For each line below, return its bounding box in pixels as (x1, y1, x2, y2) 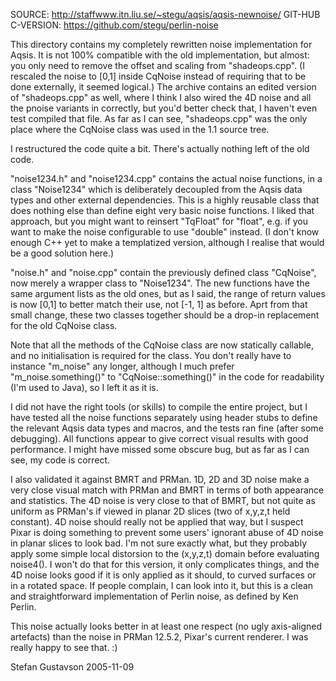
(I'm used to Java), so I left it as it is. (10, 382, 159, 393)
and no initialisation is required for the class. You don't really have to (10, 350, 292, 361)
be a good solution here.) (10, 247, 115, 259)
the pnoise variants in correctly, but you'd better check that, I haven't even (10, 102, 318, 114)
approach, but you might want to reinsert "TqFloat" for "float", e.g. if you (10, 215, 309, 227)
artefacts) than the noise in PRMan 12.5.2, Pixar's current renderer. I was (10, 631, 309, 643)
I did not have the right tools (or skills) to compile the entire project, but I (10, 401, 308, 413)
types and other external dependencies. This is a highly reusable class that (10, 194, 320, 206)
